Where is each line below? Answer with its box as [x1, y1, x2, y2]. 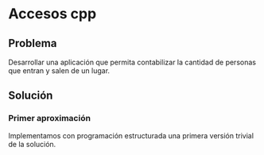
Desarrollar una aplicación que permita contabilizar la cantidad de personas [8, 57, 257, 67]
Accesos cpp [8, 5, 97, 23]
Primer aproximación [8, 113, 91, 124]
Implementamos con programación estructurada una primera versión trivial [8, 130, 254, 140]
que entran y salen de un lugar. [8, 66, 110, 76]
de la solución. [8, 139, 56, 149]
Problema [8, 37, 57, 50]
